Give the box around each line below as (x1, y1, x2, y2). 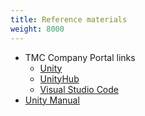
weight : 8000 (10, 24, 65, 34)
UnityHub (39, 72, 80, 85)
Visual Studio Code (39, 83, 119, 95)
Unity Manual (24, 94, 80, 106)
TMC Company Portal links (24, 51, 136, 63)
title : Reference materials (10, 14, 128, 25)
